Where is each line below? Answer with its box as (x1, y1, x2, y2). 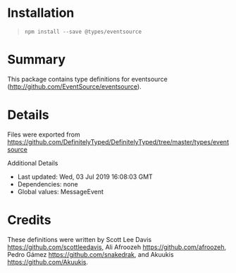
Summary (7, 51, 66, 68)
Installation (7, 5, 75, 21)
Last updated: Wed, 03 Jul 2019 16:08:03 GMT (17, 172, 153, 181)
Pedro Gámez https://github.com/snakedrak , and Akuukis (7, 250, 174, 258)
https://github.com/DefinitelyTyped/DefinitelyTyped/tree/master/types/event (7, 137, 229, 146)
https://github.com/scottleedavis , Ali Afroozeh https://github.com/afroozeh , (7, 243, 227, 251)
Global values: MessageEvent (17, 187, 104, 196)
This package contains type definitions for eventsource (7, 75, 168, 83)
